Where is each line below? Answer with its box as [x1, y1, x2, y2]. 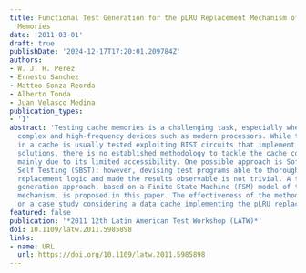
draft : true [9, 38, 55, 48]
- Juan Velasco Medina [9, 97, 96, 107]
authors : [9, 56, 43, 65]
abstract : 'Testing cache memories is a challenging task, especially [9, 124, 283, 133]
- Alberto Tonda [9, 89, 71, 98]
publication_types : [9, 106, 84, 116]
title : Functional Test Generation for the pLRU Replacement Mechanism [9, 13, 287, 23]
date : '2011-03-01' [9, 30, 84, 39]
